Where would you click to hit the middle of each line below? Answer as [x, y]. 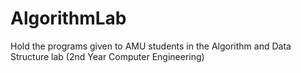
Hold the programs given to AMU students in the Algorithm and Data [151, 46]
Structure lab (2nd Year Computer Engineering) [107, 56]
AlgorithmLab [68, 18]
